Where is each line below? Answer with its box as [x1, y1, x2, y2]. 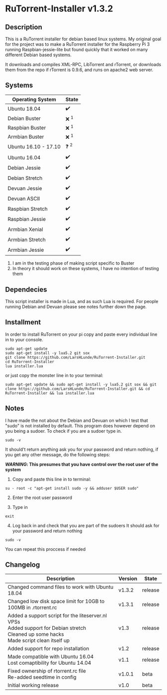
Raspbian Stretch [7, 205, 48, 212]
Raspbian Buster [7, 124, 46, 131]
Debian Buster [7, 115, 41, 122]
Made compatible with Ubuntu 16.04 [7, 653, 94, 660]
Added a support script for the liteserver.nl [7, 612, 107, 619]
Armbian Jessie [7, 246, 44, 253]
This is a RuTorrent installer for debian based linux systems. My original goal [5, 36, 162, 42]
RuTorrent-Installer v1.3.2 [5, 3, 113, 14]
